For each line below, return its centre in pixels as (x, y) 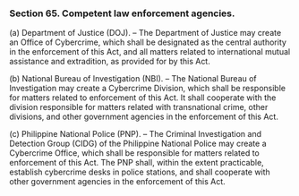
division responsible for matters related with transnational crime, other (139, 107)
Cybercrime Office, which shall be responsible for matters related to (134, 153)
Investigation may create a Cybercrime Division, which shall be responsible (148, 89)
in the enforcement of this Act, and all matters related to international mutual (150, 52)
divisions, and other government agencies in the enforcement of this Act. (144, 117)
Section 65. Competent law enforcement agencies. (122, 13)
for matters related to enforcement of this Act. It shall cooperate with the (143, 98)
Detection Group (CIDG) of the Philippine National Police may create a (138, 144)
